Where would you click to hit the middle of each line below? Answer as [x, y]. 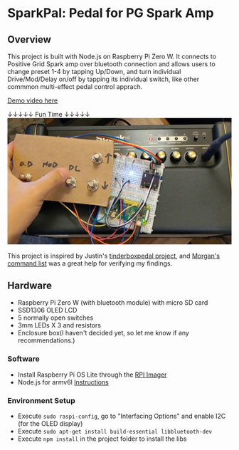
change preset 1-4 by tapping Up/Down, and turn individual [94, 72]
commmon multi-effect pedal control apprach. [75, 87]
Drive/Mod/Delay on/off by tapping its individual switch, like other [103, 79]
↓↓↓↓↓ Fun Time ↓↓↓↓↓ [49, 114]
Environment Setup [42, 400]
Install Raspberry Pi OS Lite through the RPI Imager [92, 375]
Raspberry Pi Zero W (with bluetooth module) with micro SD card [113, 303]
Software [24, 359]
